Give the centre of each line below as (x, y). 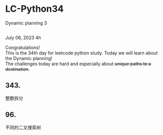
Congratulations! (23, 48)
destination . (18, 69)
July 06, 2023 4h (23, 38)
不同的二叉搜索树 (23, 127)
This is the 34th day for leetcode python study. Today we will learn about (81, 53)
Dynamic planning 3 (26, 23)
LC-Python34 (35, 9)
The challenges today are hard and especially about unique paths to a (78, 64)
